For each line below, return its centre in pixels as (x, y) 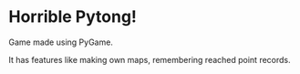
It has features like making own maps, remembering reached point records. (150, 59)
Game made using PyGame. (61, 42)
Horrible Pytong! (73, 17)
